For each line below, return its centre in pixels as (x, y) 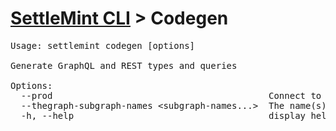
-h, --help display (163, 115)
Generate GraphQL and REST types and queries (124, 65)
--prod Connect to (171, 95)
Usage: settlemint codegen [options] (103, 45)
